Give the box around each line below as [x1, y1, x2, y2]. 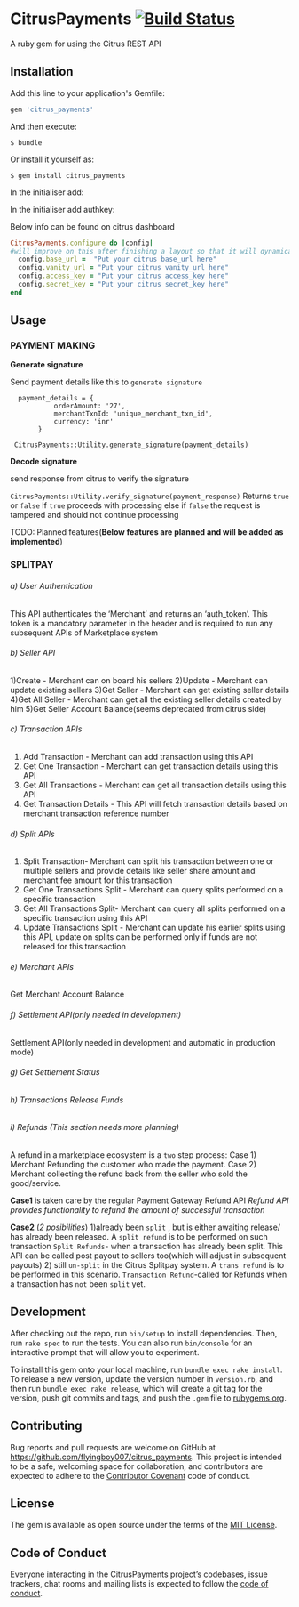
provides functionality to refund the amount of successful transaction [10, 1205, 265, 1215]
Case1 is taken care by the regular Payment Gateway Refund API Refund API [10, 1195, 289, 1206]
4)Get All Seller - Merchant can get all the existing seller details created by [10, 694, 282, 705]
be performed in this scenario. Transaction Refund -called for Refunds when [10, 1269, 287, 1280]
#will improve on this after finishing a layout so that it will [10, 246, 256, 255]
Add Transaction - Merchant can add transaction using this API [22, 751, 254, 762]
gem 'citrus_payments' [10, 105, 94, 114]
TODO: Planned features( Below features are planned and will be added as [10, 527, 284, 537]
